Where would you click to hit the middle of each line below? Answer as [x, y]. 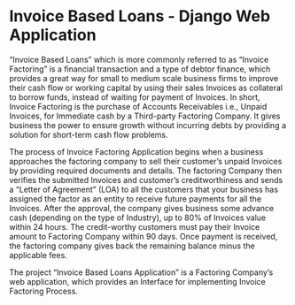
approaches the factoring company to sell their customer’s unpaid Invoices [146, 161]
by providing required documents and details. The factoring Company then [146, 171]
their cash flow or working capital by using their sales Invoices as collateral [146, 88]
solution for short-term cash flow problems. [89, 134]
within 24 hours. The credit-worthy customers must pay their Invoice [135, 226]
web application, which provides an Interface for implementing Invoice [137, 281]
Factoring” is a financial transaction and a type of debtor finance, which [140, 69]
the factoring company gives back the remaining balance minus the [132, 246]
